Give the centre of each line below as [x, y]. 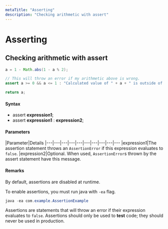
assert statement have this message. [43, 159]
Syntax [13, 104]
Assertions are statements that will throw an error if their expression [75, 210]
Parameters [18, 132]
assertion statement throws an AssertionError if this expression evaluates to [84, 148]
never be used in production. [35, 221]
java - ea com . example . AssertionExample [47, 201]
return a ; [16, 93]
